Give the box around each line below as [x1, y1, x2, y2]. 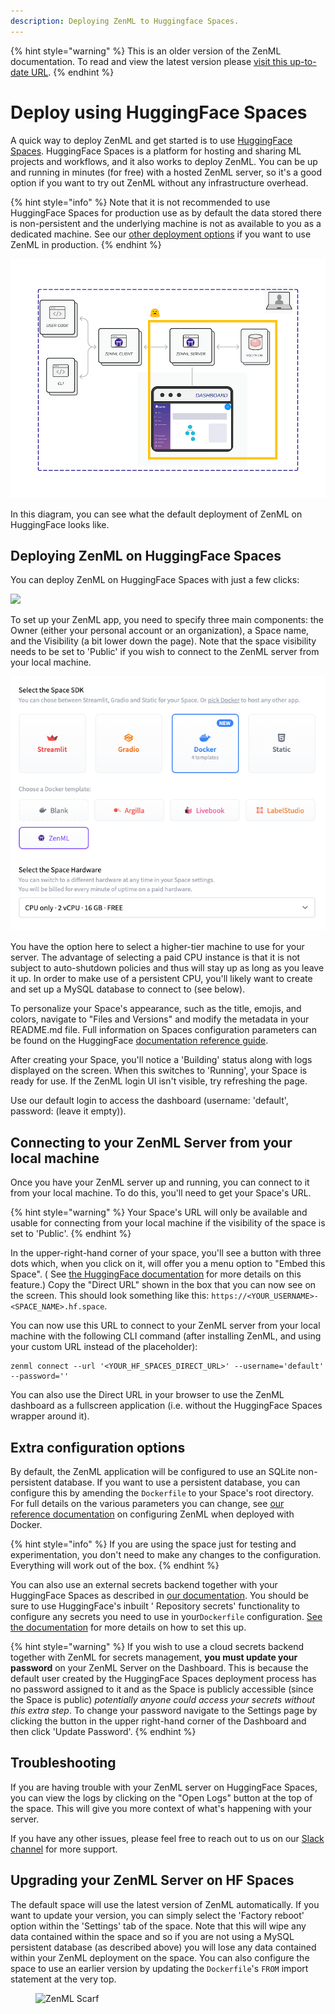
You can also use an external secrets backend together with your [10, 1578, 278, 1590]
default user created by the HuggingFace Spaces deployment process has [10, 1672, 317, 1684]
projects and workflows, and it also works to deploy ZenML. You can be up [10, 155, 318, 167]
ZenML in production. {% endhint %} [10, 238, 162, 250]
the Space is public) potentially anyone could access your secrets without [10, 1693, 316, 1705]
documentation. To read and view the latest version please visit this [10, 55, 288, 67]
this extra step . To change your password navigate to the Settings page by [10, 1704, 318, 1716]
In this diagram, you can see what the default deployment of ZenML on [10, 508, 303, 520]
